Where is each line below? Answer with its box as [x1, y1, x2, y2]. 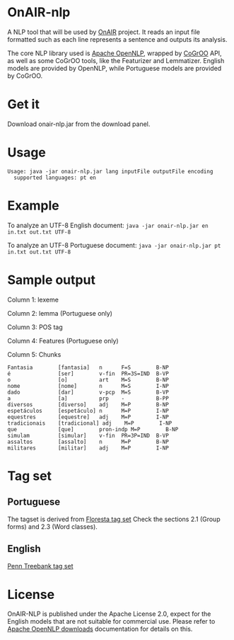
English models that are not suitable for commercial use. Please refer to [7, 617, 216, 626]
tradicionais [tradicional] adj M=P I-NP [7, 419, 172, 427]
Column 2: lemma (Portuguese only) [7, 309, 113, 317]
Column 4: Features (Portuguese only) [7, 336, 119, 345]
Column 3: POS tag [7, 323, 64, 331]
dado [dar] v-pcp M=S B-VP [7, 389, 170, 396]
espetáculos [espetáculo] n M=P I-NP [7, 407, 170, 414]
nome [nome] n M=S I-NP [7, 382, 170, 389]
